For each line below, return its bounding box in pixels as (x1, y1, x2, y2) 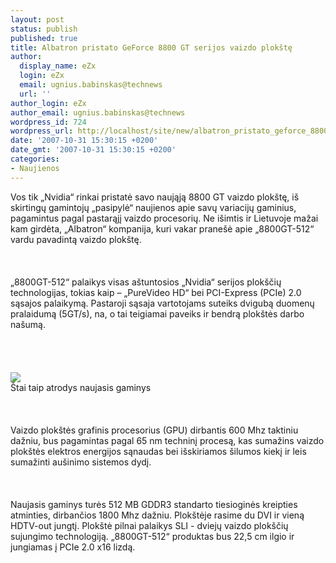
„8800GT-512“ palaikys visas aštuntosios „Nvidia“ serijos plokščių (10, 276, 282, 288)
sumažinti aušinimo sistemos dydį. (10, 456, 152, 468)
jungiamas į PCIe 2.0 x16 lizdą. (10, 541, 136, 553)
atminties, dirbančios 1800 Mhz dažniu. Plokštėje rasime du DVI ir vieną (10, 509, 305, 521)
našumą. (10, 318, 46, 330)
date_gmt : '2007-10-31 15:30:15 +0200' (10, 145, 177, 155)
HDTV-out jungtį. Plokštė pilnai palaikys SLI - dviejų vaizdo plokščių (10, 519, 289, 531)
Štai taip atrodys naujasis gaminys (10, 381, 152, 393)
